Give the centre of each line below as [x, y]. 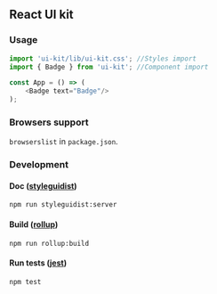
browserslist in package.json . [64, 142]
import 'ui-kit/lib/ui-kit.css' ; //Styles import [103, 58]
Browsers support [49, 122]
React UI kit [41, 15]
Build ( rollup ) [34, 225]
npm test [25, 282]
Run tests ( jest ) [38, 263]
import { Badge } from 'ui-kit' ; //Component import [109, 67]
